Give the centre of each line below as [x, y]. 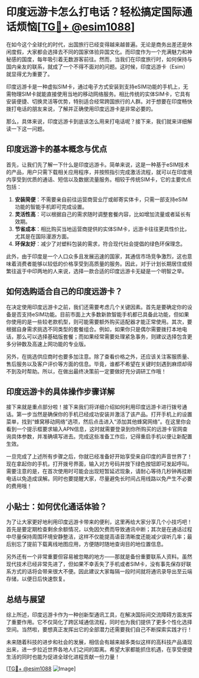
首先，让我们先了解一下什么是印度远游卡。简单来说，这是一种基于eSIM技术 [98, 164]
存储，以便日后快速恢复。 [37, 579]
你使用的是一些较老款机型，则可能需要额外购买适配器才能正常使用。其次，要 [99, 322]
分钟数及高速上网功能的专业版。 [50, 344]
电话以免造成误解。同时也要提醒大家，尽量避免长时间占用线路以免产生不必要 [99, 479]
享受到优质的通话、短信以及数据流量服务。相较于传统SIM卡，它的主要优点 [101, 179]
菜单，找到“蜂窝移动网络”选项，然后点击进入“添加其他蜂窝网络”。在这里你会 [99, 422]
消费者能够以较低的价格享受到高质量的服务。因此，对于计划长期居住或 [102, 263]
